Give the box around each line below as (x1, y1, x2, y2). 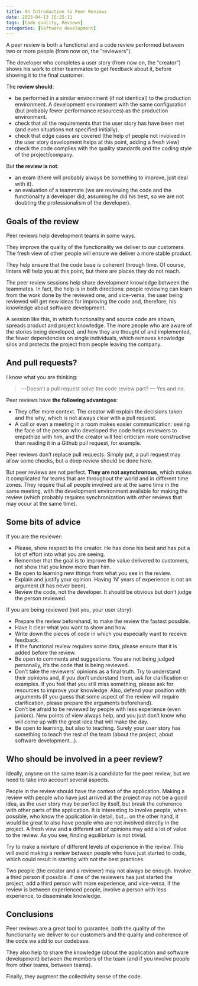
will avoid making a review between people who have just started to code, (6, 849, 186, 856)
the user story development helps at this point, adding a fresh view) (14, 138, 180, 146)
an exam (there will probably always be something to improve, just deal (14, 174, 188, 181)
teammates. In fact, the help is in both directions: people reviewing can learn (6, 285, 193, 293)
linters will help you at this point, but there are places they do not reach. (6, 267, 181, 275)
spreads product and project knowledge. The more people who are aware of (6, 322, 192, 329)
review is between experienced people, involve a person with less (6, 885, 167, 893)
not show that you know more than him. (14, 563, 111, 570)
